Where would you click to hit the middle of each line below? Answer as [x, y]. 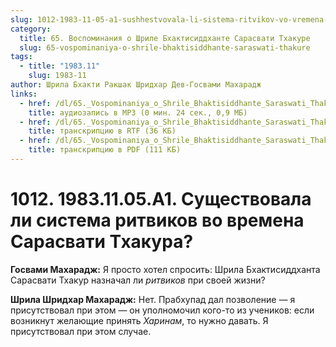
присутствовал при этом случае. [81, 331]
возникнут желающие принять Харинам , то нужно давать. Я [139, 320]
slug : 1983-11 [57, 76]
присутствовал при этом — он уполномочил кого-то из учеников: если [162, 310]
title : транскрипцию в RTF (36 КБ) [102, 131]
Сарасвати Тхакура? [102, 242]
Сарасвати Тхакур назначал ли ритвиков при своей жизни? [138, 280]
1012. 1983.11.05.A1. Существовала [161, 199]
